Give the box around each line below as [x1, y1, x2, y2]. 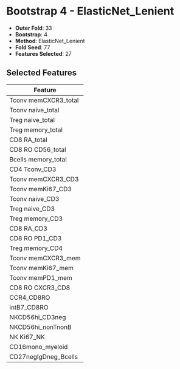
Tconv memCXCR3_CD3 [9, 175, 79, 183]
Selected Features [6, 68, 77, 78]
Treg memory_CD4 [9, 244, 63, 252]
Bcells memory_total [9, 155, 67, 163]
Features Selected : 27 [15, 50, 72, 57]
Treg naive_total [9, 115, 55, 124]
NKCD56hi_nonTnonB [9, 323, 72, 331]
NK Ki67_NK [9, 333, 46, 341]
